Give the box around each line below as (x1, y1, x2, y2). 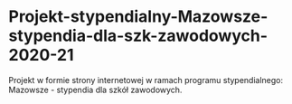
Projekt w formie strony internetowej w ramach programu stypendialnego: (8, 74, 284, 85)
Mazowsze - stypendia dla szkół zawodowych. (8, 84, 183, 95)
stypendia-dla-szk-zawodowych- (8, 25, 268, 46)
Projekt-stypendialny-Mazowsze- (8, 6, 268, 27)
